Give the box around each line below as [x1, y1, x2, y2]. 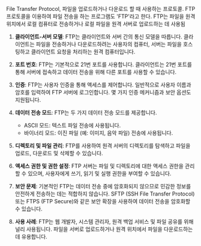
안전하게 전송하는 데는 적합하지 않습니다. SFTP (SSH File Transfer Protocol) [14, 190, 195, 197]
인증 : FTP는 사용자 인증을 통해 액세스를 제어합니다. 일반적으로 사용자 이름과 [14, 81, 191, 88]
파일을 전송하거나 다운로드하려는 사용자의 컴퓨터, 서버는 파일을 [35, 41, 182, 48]
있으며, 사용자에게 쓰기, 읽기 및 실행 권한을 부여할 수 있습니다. [28, 170, 172, 177]
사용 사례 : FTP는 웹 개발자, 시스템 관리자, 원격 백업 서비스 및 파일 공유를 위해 [14, 218, 194, 225]
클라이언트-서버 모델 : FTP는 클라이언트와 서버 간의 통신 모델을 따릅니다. [14, 33, 183, 40]
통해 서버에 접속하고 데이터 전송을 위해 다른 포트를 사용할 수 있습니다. [14, 69, 177, 75]
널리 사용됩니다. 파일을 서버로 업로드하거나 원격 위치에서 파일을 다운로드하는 [14, 226, 193, 233]
